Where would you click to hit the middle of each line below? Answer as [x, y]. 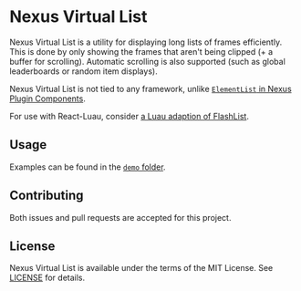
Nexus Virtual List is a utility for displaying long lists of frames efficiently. [146, 42]
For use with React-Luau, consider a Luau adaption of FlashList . [129, 116]
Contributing [47, 196]
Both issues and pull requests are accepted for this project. [120, 217]
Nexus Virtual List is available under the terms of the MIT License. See [141, 268]
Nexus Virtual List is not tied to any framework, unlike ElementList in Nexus [150, 88]
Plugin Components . [48, 99]
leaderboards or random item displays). [83, 71]
